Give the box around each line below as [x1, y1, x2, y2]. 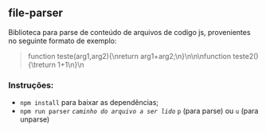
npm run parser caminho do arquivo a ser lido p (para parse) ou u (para [19, 107, 259, 116]
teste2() [233, 51, 259, 60]
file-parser [8, 6, 64, 20]
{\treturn [27, 60, 56, 69]
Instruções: [8, 80, 54, 91]
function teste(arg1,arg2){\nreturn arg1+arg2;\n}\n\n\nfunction [27, 51, 232, 60]
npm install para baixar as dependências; [19, 98, 159, 107]
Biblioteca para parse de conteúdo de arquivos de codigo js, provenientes [8, 27, 251, 37]
